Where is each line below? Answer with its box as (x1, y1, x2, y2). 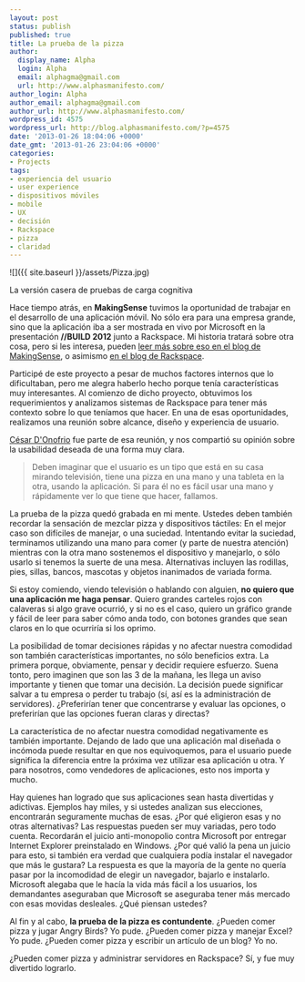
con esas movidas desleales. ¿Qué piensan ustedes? (9, 898, 208, 909)
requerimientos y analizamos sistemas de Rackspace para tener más (9, 397, 268, 408)
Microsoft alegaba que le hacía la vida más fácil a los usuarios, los (9, 879, 258, 890)
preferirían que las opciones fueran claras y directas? (9, 708, 210, 720)
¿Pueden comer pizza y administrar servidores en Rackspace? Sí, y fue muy (9, 953, 295, 964)
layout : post (9, 13, 59, 23)
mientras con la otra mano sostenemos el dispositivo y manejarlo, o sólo (9, 547, 280, 558)
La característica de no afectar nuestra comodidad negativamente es (9, 726, 269, 737)
